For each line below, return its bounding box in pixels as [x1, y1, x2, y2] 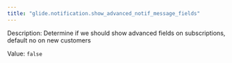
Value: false [7, 49, 43, 58]
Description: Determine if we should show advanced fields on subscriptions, [7, 29, 226, 37]
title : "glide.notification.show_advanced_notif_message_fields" [7, 10, 200, 17]
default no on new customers [7, 36, 92, 45]
